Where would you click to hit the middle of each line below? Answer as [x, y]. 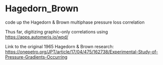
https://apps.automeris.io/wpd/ [37, 37]
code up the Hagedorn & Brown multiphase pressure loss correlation [75, 22]
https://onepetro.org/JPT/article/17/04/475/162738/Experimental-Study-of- [81, 52]
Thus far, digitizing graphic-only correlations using [57, 32]
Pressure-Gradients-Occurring [36, 57]
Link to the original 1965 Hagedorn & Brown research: [60, 46]
